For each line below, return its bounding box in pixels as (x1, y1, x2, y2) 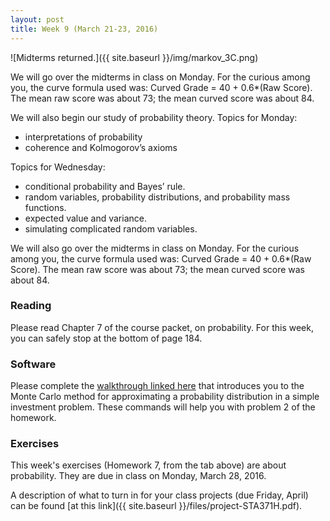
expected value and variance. (24, 212, 147, 224)
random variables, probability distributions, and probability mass (24, 191, 291, 203)
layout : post (10, 14, 65, 25)
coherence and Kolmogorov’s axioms (24, 141, 178, 153)
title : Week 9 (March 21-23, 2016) (10, 24, 159, 34)
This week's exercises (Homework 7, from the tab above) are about (10, 459, 287, 471)
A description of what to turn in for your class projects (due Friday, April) (10, 489, 309, 501)
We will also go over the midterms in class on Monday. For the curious (10, 242, 300, 254)
